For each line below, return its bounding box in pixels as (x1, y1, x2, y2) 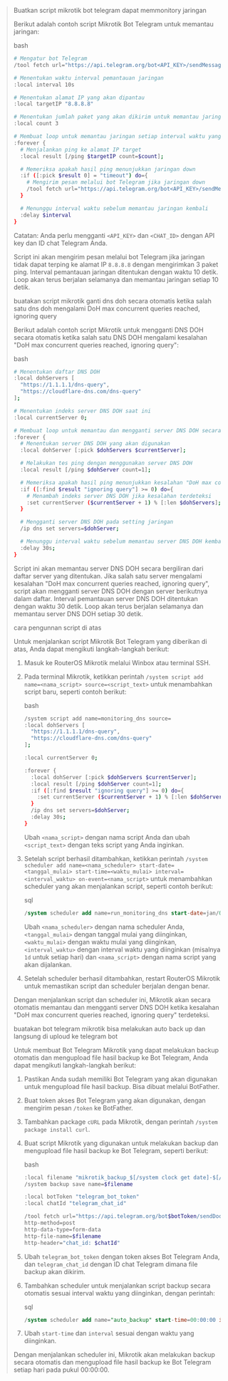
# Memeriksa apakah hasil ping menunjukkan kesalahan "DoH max (20, 479, 212, 486)
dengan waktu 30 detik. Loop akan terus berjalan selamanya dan (13, 602, 204, 610)
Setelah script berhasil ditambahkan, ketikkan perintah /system (24, 854, 208, 863)
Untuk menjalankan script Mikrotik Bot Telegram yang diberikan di (13, 637, 207, 645)
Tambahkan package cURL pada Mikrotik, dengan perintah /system (24, 1117, 218, 1126)
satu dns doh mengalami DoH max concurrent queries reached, (13, 304, 200, 313)
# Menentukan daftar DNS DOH (13, 368, 100, 375)
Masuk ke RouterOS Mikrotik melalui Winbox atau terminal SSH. (24, 658, 211, 667)
